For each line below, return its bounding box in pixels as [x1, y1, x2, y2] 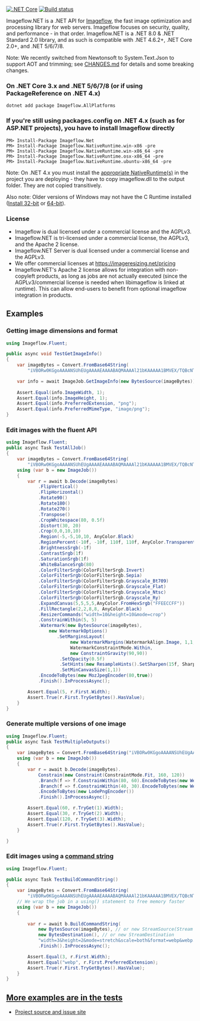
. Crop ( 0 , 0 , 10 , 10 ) [37, 528, 82, 534]
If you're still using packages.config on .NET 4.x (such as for [6, 116, 185, 125]
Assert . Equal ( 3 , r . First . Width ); [27, 954, 111, 960]
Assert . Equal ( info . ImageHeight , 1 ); [17, 395, 108, 401]
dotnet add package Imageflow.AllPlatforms [6, 103, 116, 109]
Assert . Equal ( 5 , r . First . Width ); [27, 688, 111, 695]
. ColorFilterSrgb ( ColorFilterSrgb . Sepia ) [37, 573, 143, 579]
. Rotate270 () [37, 506, 70, 512]
